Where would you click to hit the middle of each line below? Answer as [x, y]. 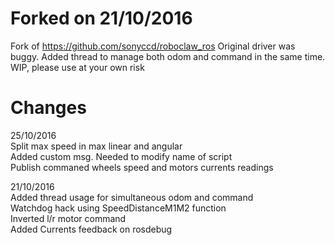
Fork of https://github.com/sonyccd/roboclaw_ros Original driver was [153, 46]
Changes [48, 108]
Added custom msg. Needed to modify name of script [121, 156]
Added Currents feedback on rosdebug [91, 229]
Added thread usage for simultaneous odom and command [132, 197]
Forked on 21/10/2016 [101, 18]
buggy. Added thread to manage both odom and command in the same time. [168, 56]
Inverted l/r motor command [68, 218]
